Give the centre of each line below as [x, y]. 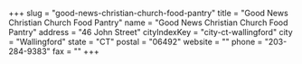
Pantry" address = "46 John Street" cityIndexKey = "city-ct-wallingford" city [151, 32]
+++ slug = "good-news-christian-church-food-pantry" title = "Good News [148, 13]
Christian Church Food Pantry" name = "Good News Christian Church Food [148, 23]
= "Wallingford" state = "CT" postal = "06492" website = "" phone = [136, 41]
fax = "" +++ [76, 51]
